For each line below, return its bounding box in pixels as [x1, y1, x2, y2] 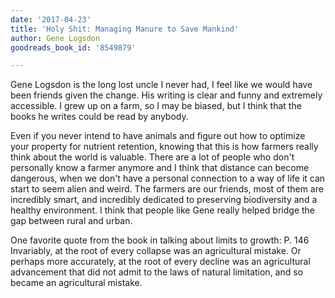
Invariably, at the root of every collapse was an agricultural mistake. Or [10, 245, 302, 257]
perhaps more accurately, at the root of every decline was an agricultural [10, 256, 311, 268]
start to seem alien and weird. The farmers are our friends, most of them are [10, 183, 324, 195]
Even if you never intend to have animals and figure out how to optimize [10, 130, 306, 142]
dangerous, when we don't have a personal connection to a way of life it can [10, 172, 326, 185]
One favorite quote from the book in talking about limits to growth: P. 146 [10, 234, 310, 246]
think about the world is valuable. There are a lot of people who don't [10, 151, 295, 163]
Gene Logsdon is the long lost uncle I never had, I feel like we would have [10, 79, 313, 91]
